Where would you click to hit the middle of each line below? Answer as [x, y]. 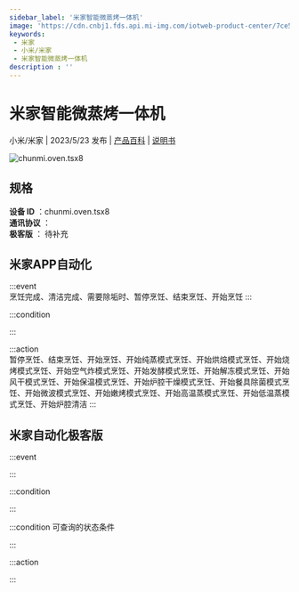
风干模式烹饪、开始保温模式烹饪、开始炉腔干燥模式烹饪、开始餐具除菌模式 [145, 382]
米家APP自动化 [50, 265]
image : [21, 26]
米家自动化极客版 [56, 435]
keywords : [28, 34]
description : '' [41, 68]
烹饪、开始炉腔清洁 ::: [57, 404]
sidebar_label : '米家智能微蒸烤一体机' [77, 17]
